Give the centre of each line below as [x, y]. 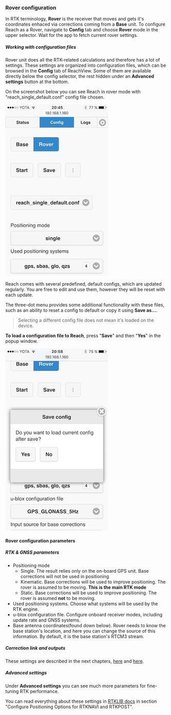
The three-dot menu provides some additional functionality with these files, [85, 305]
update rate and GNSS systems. [46, 620]
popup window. [22, 341]
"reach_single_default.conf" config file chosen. [55, 97]
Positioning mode [31, 565]
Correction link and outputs [35, 648]
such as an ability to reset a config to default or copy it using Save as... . [81, 310]
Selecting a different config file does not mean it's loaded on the [86, 321]
